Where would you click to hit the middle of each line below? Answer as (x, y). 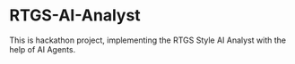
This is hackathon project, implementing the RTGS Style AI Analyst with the (148, 40)
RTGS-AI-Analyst (75, 16)
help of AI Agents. (43, 49)
